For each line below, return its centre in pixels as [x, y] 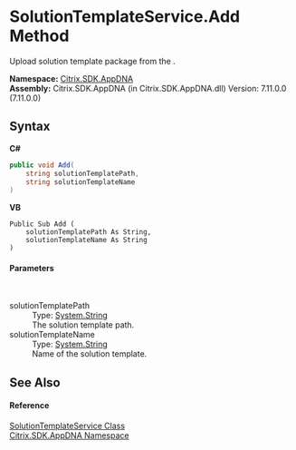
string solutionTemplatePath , [83, 173]
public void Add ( [42, 165]
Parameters [32, 268]
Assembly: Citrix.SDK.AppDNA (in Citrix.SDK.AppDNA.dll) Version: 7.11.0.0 [148, 88]
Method [39, 36]
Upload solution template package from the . [93, 61]
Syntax [30, 127]
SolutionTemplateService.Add [125, 17]
